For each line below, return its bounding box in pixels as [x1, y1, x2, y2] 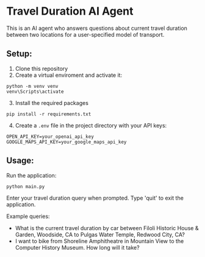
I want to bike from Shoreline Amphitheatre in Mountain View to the [15, 237, 184, 245]
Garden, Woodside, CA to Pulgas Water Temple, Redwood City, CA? [15, 231, 185, 238]
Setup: [6, 49, 32, 59]
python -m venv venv [6, 83, 59, 89]
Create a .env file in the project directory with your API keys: [15, 121, 167, 129]
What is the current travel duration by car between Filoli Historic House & [15, 224, 199, 231]
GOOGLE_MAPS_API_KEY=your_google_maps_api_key [6, 139, 127, 145]
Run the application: [6, 172, 57, 179]
